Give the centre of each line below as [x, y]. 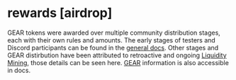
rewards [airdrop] [60, 13]
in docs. [19, 70]
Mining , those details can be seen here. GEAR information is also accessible [118, 62]
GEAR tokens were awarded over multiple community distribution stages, [114, 33]
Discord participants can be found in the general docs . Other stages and [113, 47]
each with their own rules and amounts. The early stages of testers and [112, 40]
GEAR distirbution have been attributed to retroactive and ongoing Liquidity [117, 55]
